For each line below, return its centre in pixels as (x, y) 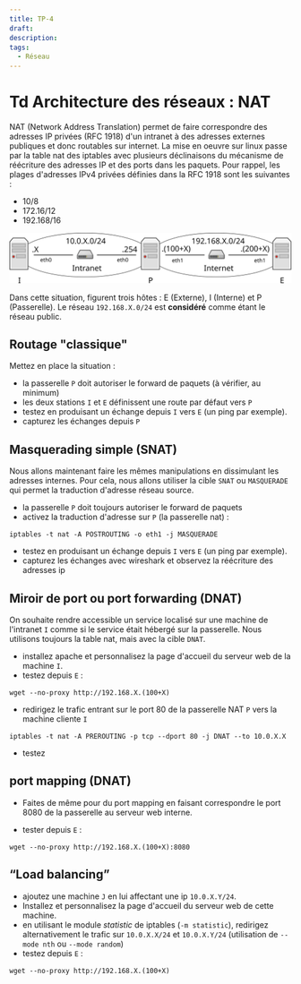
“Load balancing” (60, 874)
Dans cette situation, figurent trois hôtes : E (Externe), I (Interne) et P (136, 297)
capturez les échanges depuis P (81, 422)
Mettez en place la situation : (63, 366)
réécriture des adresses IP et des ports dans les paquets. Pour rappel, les (145, 165)
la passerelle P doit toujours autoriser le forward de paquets (132, 508)
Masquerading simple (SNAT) (93, 449)
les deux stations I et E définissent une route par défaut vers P (137, 402)
